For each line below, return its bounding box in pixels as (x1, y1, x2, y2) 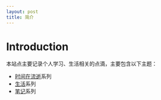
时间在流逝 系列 (14, 73, 52, 80)
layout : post (6, 8, 39, 15)
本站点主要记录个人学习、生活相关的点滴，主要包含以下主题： (6, 60, 157, 67)
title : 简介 (6, 14, 34, 20)
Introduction (6, 40, 69, 54)
